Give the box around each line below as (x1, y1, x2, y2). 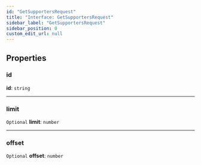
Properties (6, 53, 47, 63)
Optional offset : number (6, 152, 64, 160)
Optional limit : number (6, 119, 60, 126)
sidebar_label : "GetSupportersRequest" (6, 20, 106, 26)
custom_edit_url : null (6, 31, 63, 37)
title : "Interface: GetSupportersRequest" (6, 14, 114, 20)
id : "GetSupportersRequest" (6, 8, 77, 15)
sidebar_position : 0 (6, 25, 58, 32)
